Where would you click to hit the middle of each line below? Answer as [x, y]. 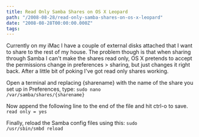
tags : [13, 29]
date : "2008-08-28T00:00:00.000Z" [50, 23]
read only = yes [27, 112]
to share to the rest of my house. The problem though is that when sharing [99, 52]
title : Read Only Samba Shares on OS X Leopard [67, 12]
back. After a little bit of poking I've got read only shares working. [87, 71]
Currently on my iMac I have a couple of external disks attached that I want [99, 46]
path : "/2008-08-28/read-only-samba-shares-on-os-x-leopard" [85, 17]
